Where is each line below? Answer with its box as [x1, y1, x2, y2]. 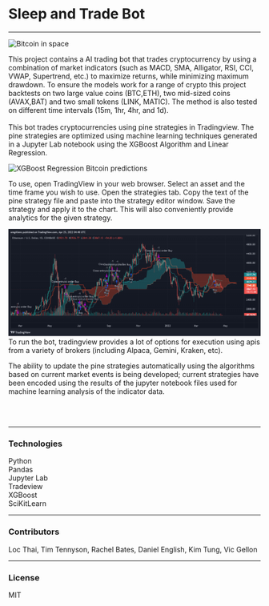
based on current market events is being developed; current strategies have [8, 370, 259, 379]
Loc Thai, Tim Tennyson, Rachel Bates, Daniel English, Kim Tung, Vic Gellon [8, 544, 258, 554]
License [8, 572, 40, 583]
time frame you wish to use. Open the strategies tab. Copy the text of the [8, 187, 250, 197]
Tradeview [8, 482, 43, 492]
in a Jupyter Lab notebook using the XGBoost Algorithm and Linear [8, 139, 230, 149]
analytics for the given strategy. [8, 213, 113, 223]
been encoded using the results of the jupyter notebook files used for [8, 378, 238, 388]
